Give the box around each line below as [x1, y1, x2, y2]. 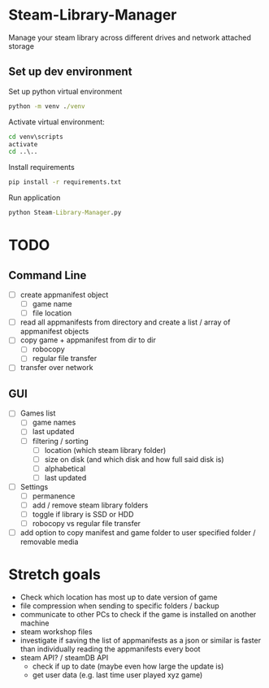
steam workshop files [20, 627, 93, 637]
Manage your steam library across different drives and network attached [8, 33, 252, 42]
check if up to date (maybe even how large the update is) [32, 661, 224, 672]
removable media [20, 537, 79, 546]
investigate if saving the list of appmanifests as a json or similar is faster [20, 636, 262, 646]
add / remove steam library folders [32, 500, 149, 510]
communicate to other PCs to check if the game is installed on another [20, 610, 257, 620]
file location [32, 308, 72, 318]
